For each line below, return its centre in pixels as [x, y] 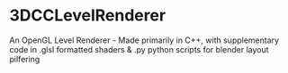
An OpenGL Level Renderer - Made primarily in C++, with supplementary [144, 40]
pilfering [25, 59]
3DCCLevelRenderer [88, 16]
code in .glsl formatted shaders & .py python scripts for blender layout [139, 49]
